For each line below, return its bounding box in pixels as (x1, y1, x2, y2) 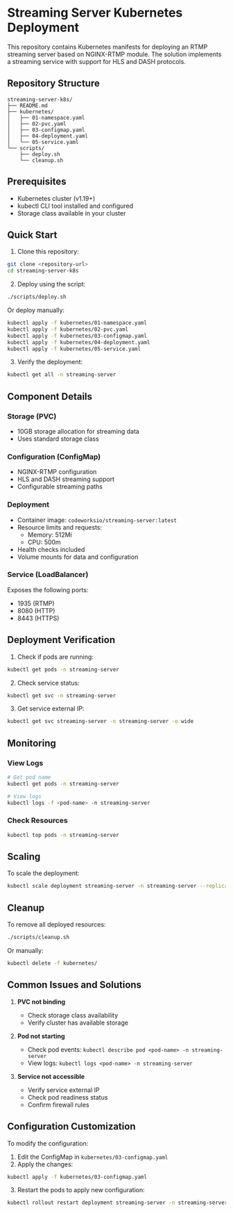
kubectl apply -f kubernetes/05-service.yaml (7, 345, 141, 352)
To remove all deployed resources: (7, 920, 106, 929)
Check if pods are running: (17, 652, 94, 661)
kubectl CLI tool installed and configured (17, 202, 134, 210)
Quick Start (7, 229, 58, 241)
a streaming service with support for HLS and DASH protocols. (7, 57, 186, 65)
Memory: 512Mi (27, 530, 72, 539)
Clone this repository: (17, 247, 79, 256)
